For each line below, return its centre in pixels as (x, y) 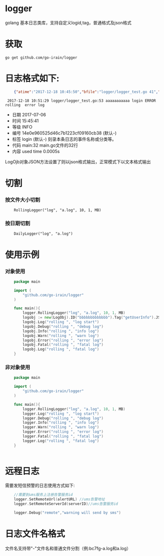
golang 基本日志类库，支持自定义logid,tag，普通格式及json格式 (68, 22)
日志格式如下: (32, 78)
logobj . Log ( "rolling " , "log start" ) (61, 322)
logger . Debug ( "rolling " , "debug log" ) (63, 418)
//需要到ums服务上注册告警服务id (43, 495)
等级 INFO (22, 127)
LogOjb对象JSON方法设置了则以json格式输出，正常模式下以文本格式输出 (78, 161)
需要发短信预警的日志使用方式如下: (40, 486)
